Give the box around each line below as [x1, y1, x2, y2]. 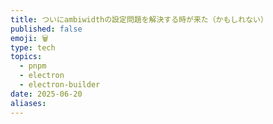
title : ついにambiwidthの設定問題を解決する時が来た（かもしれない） [10, 14, 268, 25]
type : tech [10, 42, 56, 53]
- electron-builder [19, 80, 101, 90]
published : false [10, 24, 83, 34]
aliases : [10, 98, 47, 108]
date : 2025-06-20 [10, 89, 83, 99]
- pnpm [19, 61, 47, 71]
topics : [10, 52, 43, 62]
